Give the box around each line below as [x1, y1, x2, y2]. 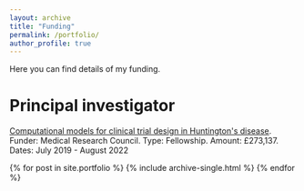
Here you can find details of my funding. [9, 64, 161, 75]
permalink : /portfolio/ [9, 30, 100, 39]
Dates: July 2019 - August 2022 [9, 145, 129, 156]
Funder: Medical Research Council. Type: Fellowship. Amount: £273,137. [9, 136, 279, 146]
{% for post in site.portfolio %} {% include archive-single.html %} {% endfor [9, 163, 296, 174]
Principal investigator [9, 95, 176, 116]
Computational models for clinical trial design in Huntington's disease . [9, 126, 272, 136]
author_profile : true [9, 38, 92, 48]
